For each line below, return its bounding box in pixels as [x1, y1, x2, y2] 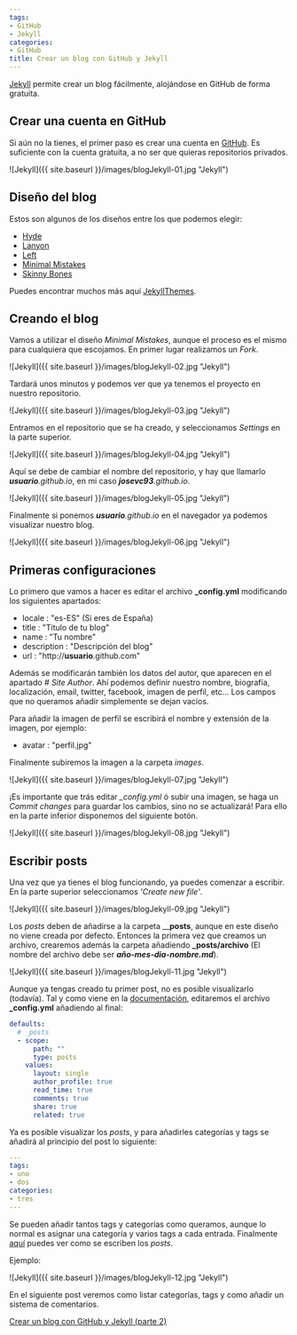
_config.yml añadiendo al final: [9, 1003, 123, 1013]
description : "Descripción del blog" [21, 641, 153, 652]
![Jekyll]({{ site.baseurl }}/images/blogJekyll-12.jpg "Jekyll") [9, 1272, 229, 1283]
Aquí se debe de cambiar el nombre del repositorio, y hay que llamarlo [9, 466, 266, 477]
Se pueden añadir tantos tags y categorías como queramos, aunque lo [9, 1219, 267, 1229]
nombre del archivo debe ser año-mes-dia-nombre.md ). [9, 950, 219, 960]
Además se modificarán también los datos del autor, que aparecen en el [9, 668, 272, 679]
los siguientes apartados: [9, 596, 102, 607]
